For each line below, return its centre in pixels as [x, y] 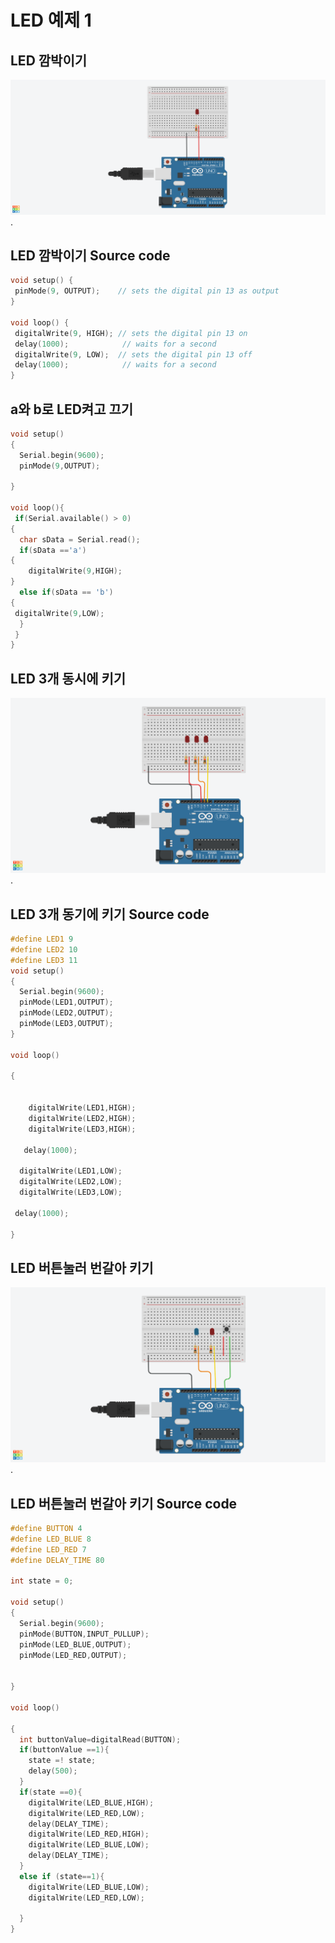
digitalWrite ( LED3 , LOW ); [71, 1192]
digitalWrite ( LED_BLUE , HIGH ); [91, 1802]
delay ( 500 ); [53, 1771]
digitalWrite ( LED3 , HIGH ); [82, 1129]
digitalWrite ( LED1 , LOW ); [71, 1171]
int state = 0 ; [42, 1581]
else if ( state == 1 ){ [62, 1876]
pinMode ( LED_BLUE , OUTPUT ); [75, 1644]
